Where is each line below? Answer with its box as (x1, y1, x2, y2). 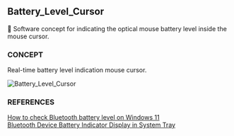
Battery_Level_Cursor (7, 6, 105, 18)
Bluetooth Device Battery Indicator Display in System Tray (7, 120, 175, 130)
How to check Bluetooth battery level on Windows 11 (7, 113, 160, 122)
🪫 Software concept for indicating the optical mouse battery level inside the (7, 24, 228, 33)
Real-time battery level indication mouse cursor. (7, 66, 147, 74)
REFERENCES (7, 97, 55, 107)
